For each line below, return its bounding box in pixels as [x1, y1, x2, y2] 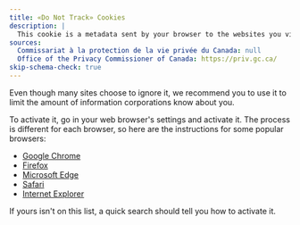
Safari [21, 179, 45, 189]
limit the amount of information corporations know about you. [9, 96, 235, 107]
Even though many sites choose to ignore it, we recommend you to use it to [9, 87, 287, 98]
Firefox [21, 160, 49, 171]
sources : [9, 37, 42, 47]
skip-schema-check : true [9, 63, 102, 72]
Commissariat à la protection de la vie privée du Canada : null [17, 46, 262, 55]
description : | [9, 21, 66, 30]
